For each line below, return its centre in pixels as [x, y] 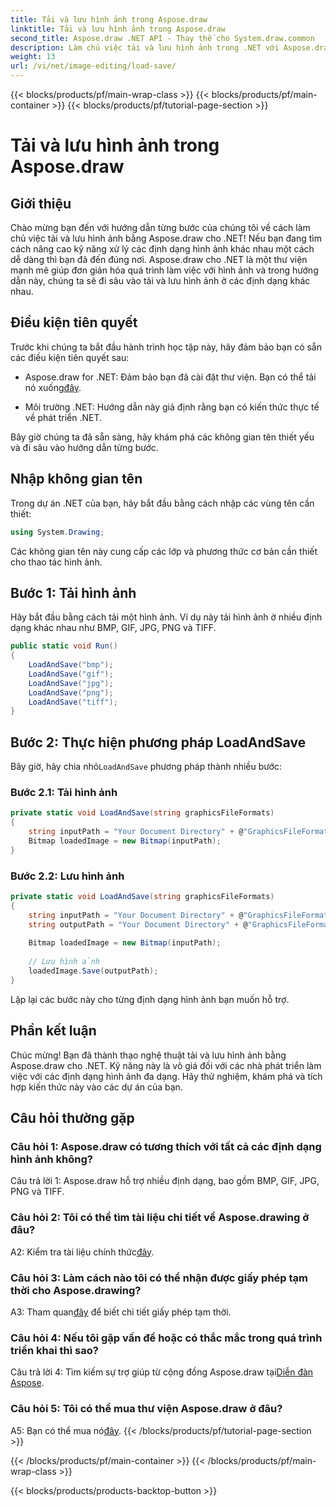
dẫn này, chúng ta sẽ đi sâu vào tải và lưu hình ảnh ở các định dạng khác [160, 280]
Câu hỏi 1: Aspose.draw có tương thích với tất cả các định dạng [166, 1146]
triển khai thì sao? [54, 1350]
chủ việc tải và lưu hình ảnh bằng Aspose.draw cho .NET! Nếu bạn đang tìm [166, 238]
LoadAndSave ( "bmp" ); [71, 665]
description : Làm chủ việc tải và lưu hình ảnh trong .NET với [145, 47]
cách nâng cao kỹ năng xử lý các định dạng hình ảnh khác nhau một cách [162, 249]
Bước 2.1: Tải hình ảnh [64, 793]
